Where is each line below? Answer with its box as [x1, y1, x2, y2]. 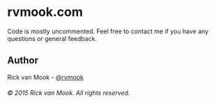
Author [7, 55, 38, 67]
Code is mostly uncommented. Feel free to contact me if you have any [7, 27, 209, 35]
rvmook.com [7, 4, 84, 20]
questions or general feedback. [7, 34, 98, 42]
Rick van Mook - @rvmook [7, 73, 84, 81]
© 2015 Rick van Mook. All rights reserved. [7, 89, 130, 97]
